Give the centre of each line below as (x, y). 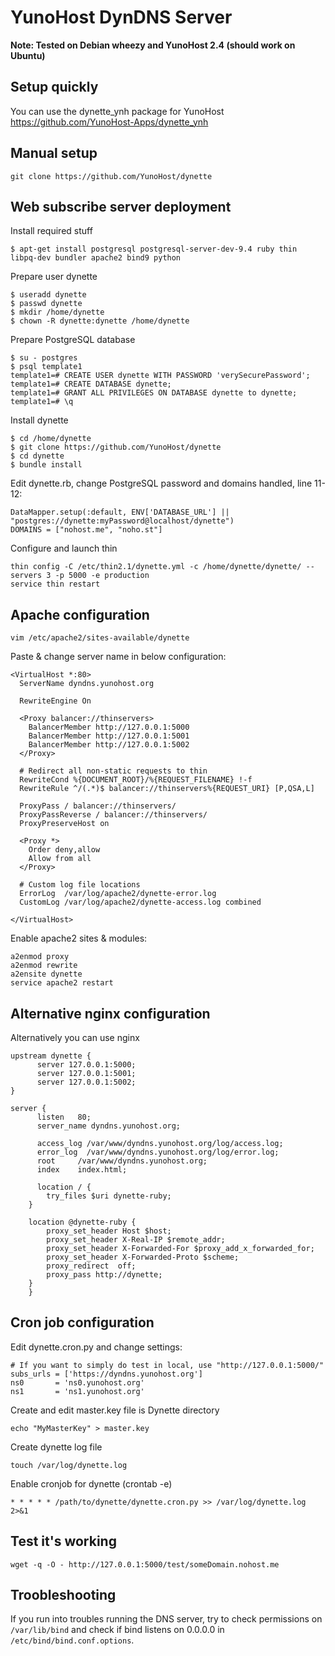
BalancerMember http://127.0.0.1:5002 (109, 745)
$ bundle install (46, 465)
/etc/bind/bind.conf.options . (72, 1640)
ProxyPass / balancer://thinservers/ (98, 806)
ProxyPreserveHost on (64, 824)
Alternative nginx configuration (110, 1013)
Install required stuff (51, 231)
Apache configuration (80, 614)
